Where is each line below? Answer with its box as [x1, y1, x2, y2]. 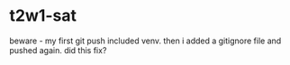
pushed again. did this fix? [9, 44, 107, 55]
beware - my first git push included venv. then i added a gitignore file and [9, 35, 282, 46]
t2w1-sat [9, 5, 77, 26]
